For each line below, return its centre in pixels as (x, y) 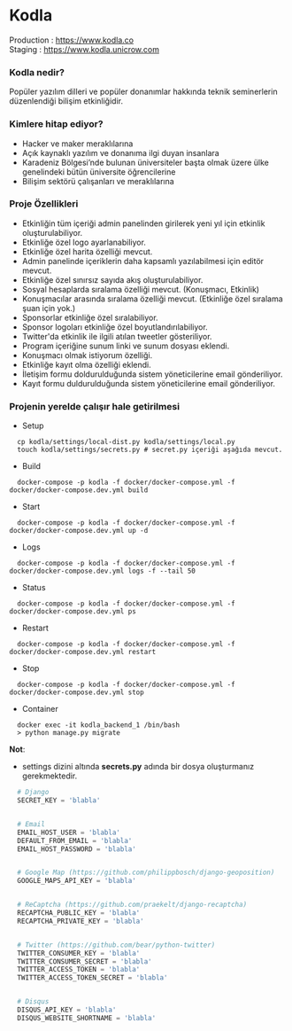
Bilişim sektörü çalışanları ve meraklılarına (98, 181)
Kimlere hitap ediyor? (56, 124)
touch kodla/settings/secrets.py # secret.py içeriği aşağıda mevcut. (150, 450)
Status (34, 588)
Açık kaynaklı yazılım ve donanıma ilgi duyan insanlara (120, 152)
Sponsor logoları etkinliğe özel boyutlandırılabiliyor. (115, 327)
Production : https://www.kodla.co (72, 40)
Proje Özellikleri (44, 204)
